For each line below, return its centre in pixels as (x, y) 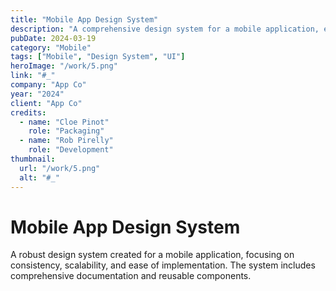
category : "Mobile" (51, 47)
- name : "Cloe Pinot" (64, 122)
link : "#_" (33, 76)
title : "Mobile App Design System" (84, 19)
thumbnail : (33, 159)
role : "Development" (71, 150)
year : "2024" (37, 94)
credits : (28, 112)
